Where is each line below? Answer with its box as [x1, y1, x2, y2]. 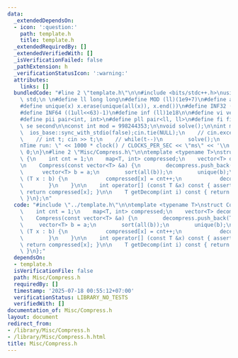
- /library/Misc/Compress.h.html [7, 333, 106, 340]
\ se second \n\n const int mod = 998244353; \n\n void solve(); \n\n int [20, 122, 227, 130]
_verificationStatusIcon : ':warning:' [13, 69, 129, 77]
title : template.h [20, 37, 74, 44]
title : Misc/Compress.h [7, 340, 78, 347]
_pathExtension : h [13, 63, 69, 70]
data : [7, 10, 23, 18]
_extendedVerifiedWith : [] [13, 50, 93, 57]
